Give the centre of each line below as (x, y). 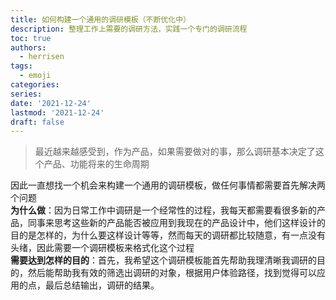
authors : (28, 47)
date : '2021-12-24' (51, 103)
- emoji (35, 76)
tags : (21, 66)
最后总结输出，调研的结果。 (102, 285)
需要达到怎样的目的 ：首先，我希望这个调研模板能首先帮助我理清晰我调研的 (163, 260)
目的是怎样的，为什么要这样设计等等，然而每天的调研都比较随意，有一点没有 (168, 235)
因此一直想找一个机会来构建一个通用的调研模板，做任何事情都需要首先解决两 (168, 185)
